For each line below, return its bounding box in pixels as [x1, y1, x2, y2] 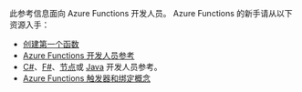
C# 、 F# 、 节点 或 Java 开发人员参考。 [22, 62, 162, 72]
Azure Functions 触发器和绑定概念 [22, 73, 151, 84]
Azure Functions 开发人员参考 [22, 50, 135, 61]
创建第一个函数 [22, 39, 79, 49]
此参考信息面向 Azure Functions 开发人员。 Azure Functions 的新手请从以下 [9, 8, 294, 18]
